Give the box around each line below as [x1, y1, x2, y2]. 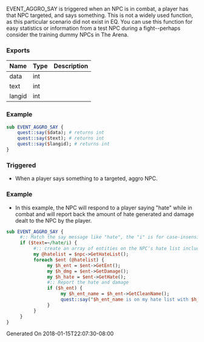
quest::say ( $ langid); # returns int [17, 141, 110, 147]
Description [53, 62, 89, 71]
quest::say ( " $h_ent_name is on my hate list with [60, 296, 189, 303]
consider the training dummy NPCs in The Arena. [6, 31, 129, 38]
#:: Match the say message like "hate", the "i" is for [19, 234, 165, 240]
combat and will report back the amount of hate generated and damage [15, 210, 194, 218]
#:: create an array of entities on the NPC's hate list [33, 246, 181, 252]
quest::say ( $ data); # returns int [17, 130, 104, 136]
